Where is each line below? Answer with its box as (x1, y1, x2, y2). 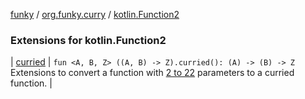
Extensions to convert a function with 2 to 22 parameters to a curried (10, 67, 295, 79)
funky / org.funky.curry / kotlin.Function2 (10, 9, 180, 20)
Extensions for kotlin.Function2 (10, 33, 167, 47)
